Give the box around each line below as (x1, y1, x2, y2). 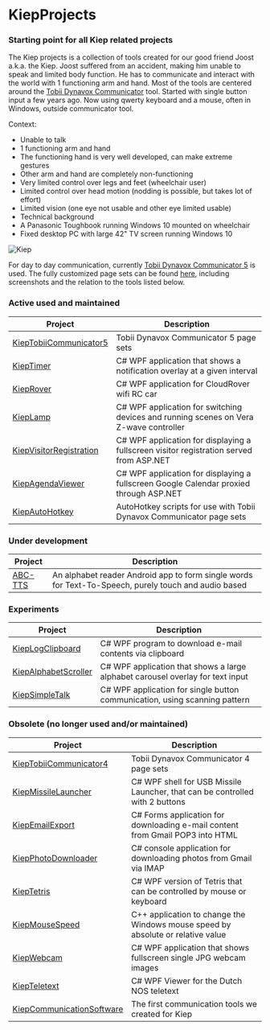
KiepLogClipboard (12, 643, 81, 654)
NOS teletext (131, 985, 179, 996)
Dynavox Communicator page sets (116, 511, 247, 522)
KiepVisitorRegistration (12, 444, 99, 455)
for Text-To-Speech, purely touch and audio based (51, 579, 247, 591)
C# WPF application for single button (100, 684, 239, 695)
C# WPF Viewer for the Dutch (131, 975, 243, 987)
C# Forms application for (131, 809, 225, 820)
